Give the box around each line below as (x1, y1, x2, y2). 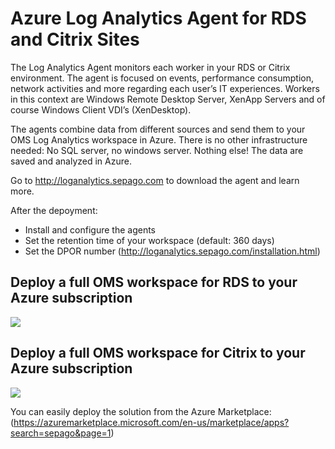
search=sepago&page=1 (10, 427, 112, 439)
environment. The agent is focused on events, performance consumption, (10, 72, 315, 84)
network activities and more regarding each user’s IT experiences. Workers (10, 82, 320, 94)
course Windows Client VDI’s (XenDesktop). (10, 103, 192, 116)
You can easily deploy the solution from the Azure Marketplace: (10, 405, 272, 417)
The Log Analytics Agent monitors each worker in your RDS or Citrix (10, 61, 291, 73)
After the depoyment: (10, 204, 98, 216)
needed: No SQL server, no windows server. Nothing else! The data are (10, 144, 304, 156)
